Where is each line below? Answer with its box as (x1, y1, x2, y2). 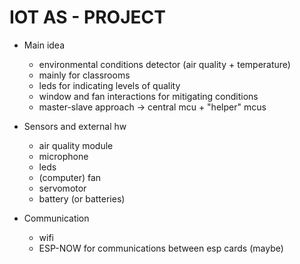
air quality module (38, 139, 114, 151)
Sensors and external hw (23, 120, 127, 132)
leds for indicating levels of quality (38, 79, 181, 91)
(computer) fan (38, 171, 102, 183)
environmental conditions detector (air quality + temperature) (38, 58, 291, 70)
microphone (38, 150, 89, 162)
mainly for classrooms (38, 69, 131, 81)
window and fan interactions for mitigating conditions (38, 90, 259, 102)
